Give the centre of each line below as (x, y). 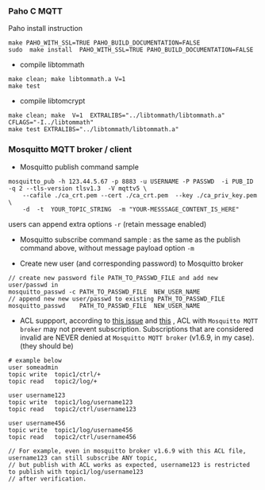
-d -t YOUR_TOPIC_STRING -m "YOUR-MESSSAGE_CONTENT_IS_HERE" (131, 209)
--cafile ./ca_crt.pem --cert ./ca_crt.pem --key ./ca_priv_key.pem (140, 195)
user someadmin (33, 367)
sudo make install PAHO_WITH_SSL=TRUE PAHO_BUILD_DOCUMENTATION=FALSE (131, 50)
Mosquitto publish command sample (79, 167)
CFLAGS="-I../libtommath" (51, 122)
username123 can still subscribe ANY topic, (83, 458)
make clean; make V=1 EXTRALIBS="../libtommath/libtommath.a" (117, 116)
